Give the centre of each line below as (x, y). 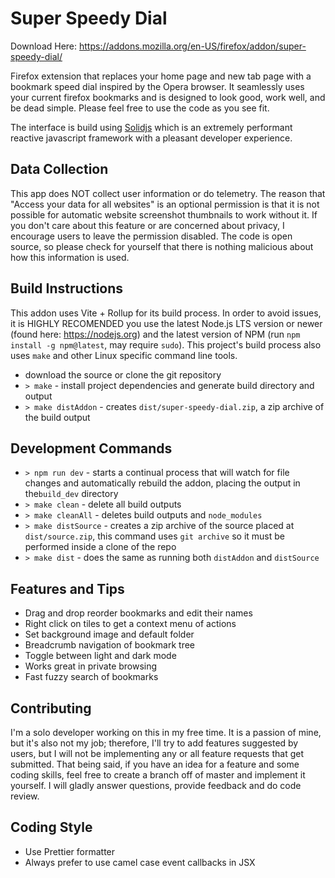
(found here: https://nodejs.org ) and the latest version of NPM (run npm (155, 334)
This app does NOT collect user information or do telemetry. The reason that (168, 193)
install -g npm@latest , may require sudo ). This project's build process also (166, 344)
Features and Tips (67, 588)
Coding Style (51, 827)
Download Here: (44, 46)
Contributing (51, 708)
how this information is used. (70, 257)
